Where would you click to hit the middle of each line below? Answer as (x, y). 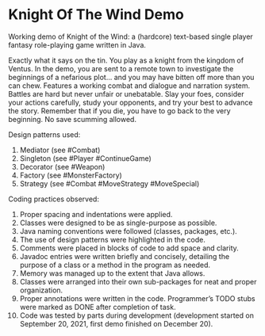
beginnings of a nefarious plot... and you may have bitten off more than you (131, 77)
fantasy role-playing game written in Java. (77, 44)
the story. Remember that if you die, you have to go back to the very (120, 111)
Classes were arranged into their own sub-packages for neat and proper (138, 281)
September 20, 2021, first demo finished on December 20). (116, 323)
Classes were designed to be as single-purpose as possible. (118, 223)
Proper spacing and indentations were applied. (96, 214)
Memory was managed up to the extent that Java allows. (112, 273)
